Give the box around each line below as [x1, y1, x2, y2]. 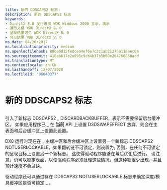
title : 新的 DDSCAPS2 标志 [5, 7, 58, 12]
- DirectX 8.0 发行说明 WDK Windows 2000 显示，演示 [5, 21, 110, 26]
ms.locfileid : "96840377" [5, 72, 59, 77]
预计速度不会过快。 [5, 163, 45, 169]
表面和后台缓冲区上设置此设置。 [5, 127, 71, 134]
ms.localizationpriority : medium [5, 44, 75, 49]
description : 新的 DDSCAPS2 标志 [5, 12, 72, 17]
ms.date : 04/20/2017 [5, 40, 48, 45]
